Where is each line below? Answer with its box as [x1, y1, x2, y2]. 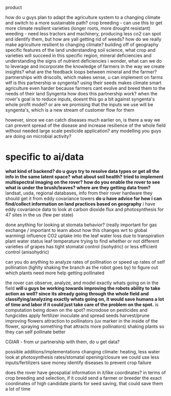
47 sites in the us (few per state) [5, 211, 74, 217]
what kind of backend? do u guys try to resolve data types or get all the [5, 168, 160, 174]
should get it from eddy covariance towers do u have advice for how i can [5, 195, 162, 202]
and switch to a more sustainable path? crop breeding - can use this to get [5, 20, 163, 26]
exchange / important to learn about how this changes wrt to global [5, 227, 147, 233]
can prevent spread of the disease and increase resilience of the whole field [5, 123, 166, 128]
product [5, 5, 22, 10]
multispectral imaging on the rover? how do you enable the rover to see [5, 179, 160, 185]
